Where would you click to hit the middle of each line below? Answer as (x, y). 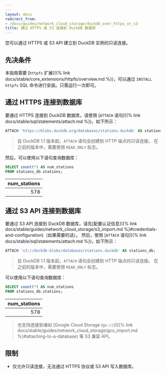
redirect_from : (21, 19)
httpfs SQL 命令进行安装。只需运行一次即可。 (52, 85)
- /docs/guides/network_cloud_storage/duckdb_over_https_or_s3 (72, 24)
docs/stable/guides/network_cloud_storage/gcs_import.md (77, 330)
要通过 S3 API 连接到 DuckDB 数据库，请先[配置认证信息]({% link (71, 224)
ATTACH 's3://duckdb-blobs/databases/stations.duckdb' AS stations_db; (80, 251)
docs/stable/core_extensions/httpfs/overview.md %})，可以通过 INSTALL (79, 79)
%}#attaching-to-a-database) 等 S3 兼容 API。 (65, 336)
